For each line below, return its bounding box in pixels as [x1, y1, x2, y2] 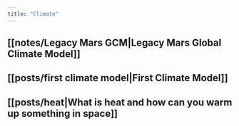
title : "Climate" [7, 10, 59, 18]
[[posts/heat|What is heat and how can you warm [7, 96, 233, 108]
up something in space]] [7, 107, 118, 120]
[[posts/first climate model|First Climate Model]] [7, 72, 228, 84]
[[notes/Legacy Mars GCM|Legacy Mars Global [7, 37, 222, 49]
